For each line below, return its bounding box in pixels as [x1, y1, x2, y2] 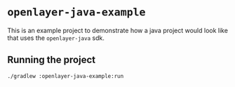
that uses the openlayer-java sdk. [7, 34, 105, 42]
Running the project [7, 54, 96, 66]
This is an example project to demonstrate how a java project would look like [7, 26, 228, 34]
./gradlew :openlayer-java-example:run [7, 72, 124, 79]
